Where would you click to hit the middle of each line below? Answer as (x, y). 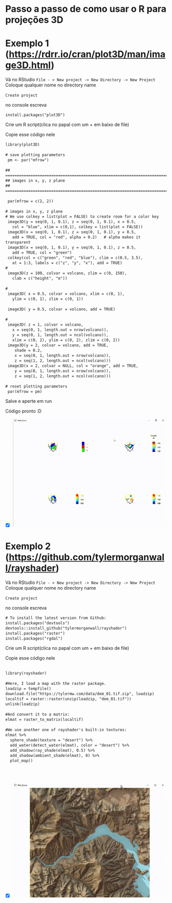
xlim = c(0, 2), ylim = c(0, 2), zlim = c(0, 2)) (66, 340)
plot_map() (21, 760)
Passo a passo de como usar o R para (86, 9)
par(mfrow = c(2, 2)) (30, 201)
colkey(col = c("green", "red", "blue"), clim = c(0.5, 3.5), (75, 258)
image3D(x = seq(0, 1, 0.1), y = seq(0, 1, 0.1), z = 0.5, (72, 247)
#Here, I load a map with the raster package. (56, 683)
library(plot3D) (23, 145)
